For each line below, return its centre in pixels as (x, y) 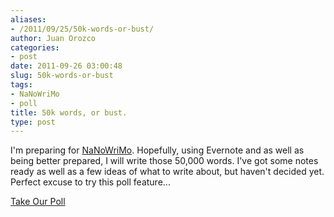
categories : (35, 47)
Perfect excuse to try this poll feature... (90, 182)
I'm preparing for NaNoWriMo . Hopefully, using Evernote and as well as (157, 150)
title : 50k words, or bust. (69, 112)
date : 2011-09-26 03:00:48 (66, 66)
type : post (33, 122)
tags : (21, 85)
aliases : (28, 19)
